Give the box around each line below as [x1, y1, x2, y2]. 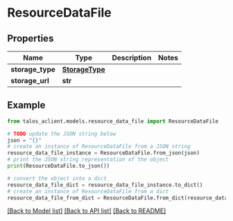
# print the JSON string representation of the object [7, 156, 169, 163]
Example [7, 99, 46, 112]
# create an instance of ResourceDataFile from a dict [7, 188, 169, 195]
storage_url [10, 76, 50, 85]
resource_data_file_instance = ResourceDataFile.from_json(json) [7, 150, 200, 157]
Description [112, 53, 152, 62]
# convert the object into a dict [7, 175, 107, 182]
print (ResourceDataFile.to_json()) [7, 163, 110, 170]
